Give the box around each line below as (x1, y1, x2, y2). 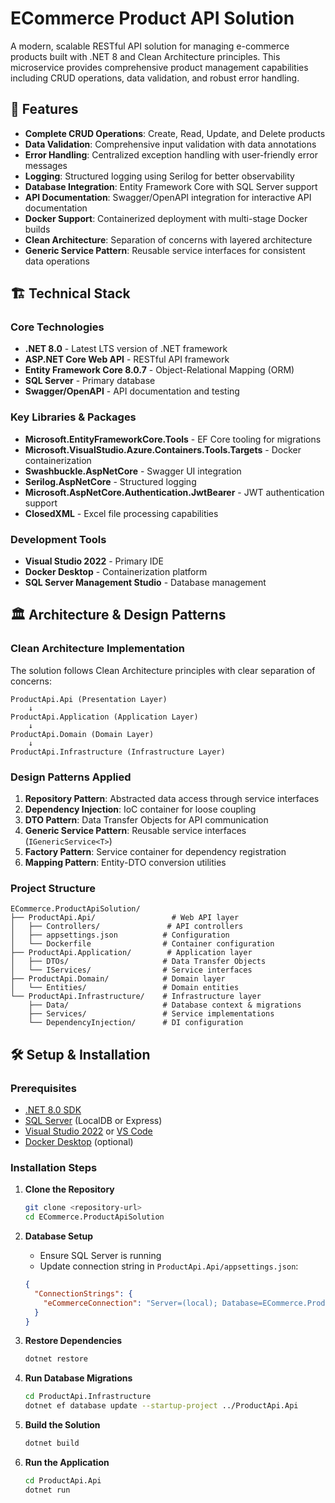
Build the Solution (24, 1419, 101, 1431)
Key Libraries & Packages (10, 410, 137, 424)
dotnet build (24, 1438, 80, 1449)
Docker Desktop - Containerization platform (24, 566, 208, 578)
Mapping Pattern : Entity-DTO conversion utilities (24, 857, 227, 869)
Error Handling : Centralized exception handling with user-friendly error (24, 148, 318, 161)
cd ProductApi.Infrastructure (24, 1392, 152, 1402)
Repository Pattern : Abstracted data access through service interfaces (24, 793, 320, 805)
